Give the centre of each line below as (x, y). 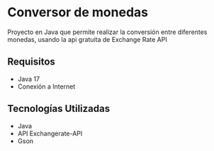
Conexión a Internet (46, 86)
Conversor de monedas (78, 12)
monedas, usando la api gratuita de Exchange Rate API (88, 39)
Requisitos (31, 62)
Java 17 (29, 79)
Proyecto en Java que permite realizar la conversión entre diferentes (107, 32)
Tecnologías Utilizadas (59, 109)
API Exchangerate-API (50, 133)
